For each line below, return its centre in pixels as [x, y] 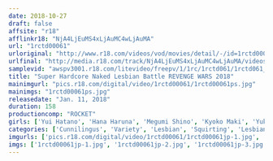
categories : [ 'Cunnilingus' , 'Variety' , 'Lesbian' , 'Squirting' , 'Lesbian [138, 129]
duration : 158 [32, 107]
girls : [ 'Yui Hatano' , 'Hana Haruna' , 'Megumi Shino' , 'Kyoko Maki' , [129, 122]
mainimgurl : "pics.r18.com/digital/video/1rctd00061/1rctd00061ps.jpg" [132, 84]
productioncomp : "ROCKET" [52, 115]
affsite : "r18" [34, 31]
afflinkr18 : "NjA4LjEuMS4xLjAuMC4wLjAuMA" [81, 39]
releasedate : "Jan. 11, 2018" [60, 99]
